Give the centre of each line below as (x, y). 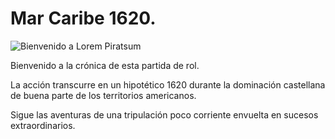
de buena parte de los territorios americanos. (103, 95)
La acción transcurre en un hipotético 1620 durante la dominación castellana (168, 84)
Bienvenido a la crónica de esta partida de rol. (105, 65)
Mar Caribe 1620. (83, 18)
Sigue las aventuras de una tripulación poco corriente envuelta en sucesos (164, 114)
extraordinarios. (43, 125)
